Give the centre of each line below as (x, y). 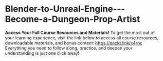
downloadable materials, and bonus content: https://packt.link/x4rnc (74, 43)
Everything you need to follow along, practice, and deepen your (69, 48)
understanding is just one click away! (42, 53)
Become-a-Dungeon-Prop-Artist (72, 19)
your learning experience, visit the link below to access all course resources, (82, 38)
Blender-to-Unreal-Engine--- (65, 9)
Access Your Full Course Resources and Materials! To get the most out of (80, 32)
